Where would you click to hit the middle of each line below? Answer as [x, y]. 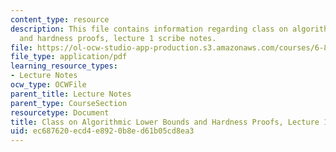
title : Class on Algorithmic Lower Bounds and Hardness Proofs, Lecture [165, 122]
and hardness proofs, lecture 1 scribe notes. [118, 38]
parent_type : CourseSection [69, 103]
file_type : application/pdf [69, 57]
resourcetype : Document [60, 112]
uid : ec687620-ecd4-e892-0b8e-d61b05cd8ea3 [102, 131]
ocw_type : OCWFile [48, 85]
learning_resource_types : [64, 66]
